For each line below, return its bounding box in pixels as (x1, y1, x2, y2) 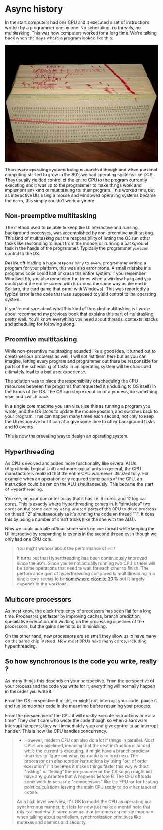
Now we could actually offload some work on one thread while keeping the (5, 526, 155, 532)
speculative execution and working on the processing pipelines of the (5, 619, 144, 624)
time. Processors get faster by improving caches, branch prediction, (5, 613, 141, 619)
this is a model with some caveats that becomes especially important (16, 809, 155, 814)
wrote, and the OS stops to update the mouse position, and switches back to (5, 408, 158, 415)
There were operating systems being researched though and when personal (5, 167, 158, 172)
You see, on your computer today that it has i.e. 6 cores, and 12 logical (5, 496, 146, 502)
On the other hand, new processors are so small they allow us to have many (5, 633, 157, 639)
